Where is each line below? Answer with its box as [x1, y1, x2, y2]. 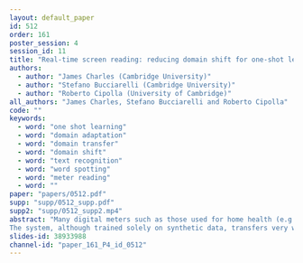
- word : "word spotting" [17, 164, 111, 174]
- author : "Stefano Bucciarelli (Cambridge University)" [17, 80, 236, 89]
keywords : [9, 114, 47, 123]
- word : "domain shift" [17, 147, 106, 156]
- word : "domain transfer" [17, 139, 119, 148]
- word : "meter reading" [17, 173, 111, 182]
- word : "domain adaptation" [17, 131, 127, 140]
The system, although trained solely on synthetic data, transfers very [9, 223, 289, 232]
